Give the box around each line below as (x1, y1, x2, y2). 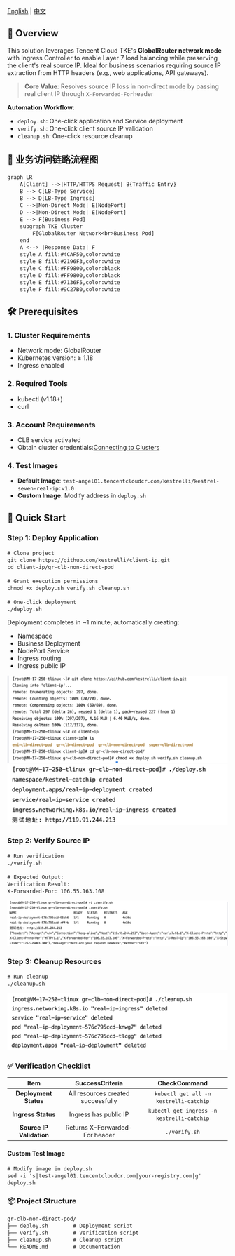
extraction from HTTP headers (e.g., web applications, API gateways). (7, 68, 208, 76)
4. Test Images (7, 460, 59, 470)
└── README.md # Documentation (7, 1243, 120, 1251)
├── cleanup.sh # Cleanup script (7, 1236, 124, 1244)
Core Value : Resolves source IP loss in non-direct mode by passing (24, 82, 219, 91)
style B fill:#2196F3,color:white (20, 258, 120, 265)
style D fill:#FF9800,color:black (20, 272, 120, 279)
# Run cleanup (7, 973, 49, 980)
